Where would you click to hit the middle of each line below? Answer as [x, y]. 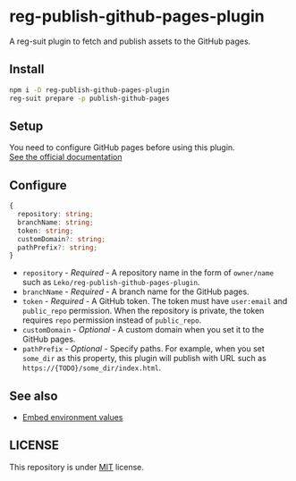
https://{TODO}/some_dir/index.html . [92, 367]
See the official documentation [66, 157]
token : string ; [46, 231]
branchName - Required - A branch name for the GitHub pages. [135, 291]
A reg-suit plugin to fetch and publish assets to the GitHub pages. [130, 41]
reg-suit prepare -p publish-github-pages [89, 98]
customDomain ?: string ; [61, 239]
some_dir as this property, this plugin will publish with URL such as [144, 359]
